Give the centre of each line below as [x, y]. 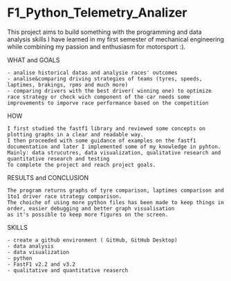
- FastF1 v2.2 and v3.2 [41, 264]
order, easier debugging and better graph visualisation [91, 208]
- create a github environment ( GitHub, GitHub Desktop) [92, 240]
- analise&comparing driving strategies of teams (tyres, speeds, [105, 79]
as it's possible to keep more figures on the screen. [88, 215]
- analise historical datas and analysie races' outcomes [92, 73]
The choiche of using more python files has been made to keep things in [116, 202]
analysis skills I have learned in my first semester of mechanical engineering [116, 39]
